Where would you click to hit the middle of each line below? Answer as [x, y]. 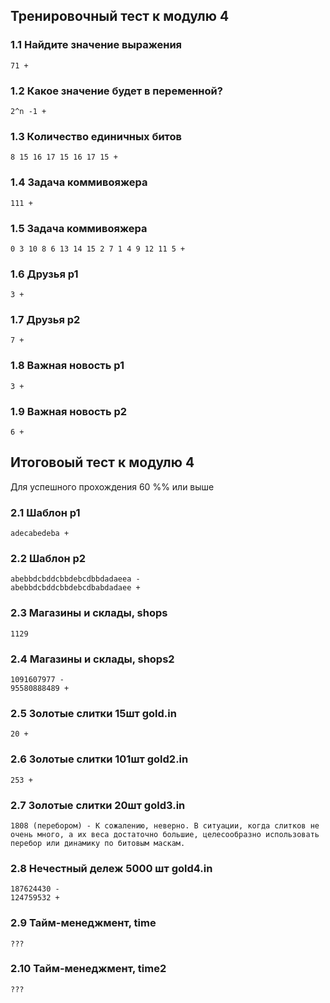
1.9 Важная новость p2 [69, 411]
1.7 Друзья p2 [45, 320]
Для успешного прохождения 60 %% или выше [112, 486]
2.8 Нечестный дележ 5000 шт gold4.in [111, 868]
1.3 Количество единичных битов [96, 136]
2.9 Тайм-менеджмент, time [83, 923]
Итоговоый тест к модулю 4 [102, 462]
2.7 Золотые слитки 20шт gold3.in [98, 805]
